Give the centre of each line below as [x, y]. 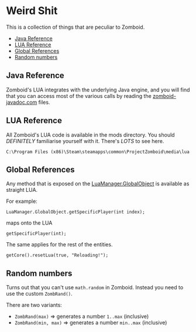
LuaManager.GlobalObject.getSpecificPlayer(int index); [75, 212]
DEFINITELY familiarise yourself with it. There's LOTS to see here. [85, 141]
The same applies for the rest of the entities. [59, 245]
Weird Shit [32, 11]
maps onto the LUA [29, 223]
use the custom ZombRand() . [39, 294]
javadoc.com [22, 102]
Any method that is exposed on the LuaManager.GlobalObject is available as [98, 184]
